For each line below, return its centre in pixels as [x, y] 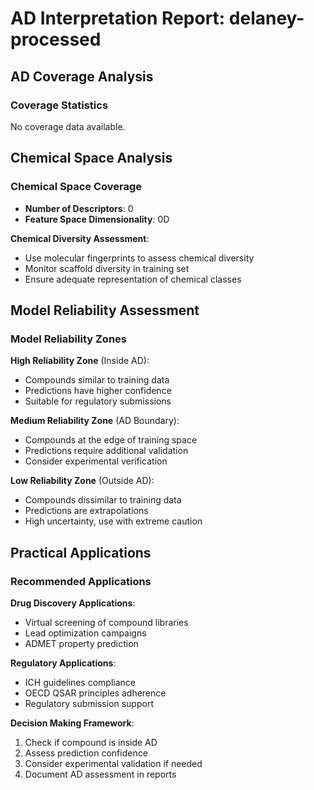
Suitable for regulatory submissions [98, 401]
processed [56, 39]
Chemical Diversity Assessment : [80, 238]
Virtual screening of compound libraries [106, 622]
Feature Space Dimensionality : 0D [97, 219]
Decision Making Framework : [72, 723]
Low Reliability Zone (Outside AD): [82, 481]
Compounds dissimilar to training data [103, 500]
